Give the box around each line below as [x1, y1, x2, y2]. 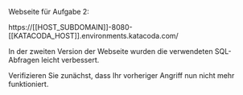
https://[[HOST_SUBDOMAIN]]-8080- [8, 23, 133, 31]
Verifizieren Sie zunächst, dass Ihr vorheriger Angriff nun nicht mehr [8, 71, 235, 80]
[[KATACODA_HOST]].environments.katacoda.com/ [8, 31, 179, 40]
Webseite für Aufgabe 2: [8, 7, 90, 16]
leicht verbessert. [41, 56, 100, 64]
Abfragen [8, 56, 40, 64]
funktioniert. [8, 80, 49, 89]
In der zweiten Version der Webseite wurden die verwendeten [8, 47, 213, 56]
